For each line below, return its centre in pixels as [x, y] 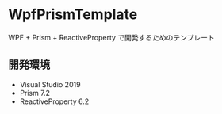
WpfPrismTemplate [73, 15]
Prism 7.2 [34, 93]
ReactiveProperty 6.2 [54, 101]
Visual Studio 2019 [50, 84]
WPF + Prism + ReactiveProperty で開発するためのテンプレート [112, 37]
